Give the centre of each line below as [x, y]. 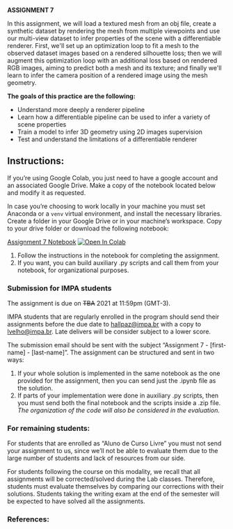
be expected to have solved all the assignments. [76, 501]
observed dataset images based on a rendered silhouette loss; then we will [115, 53]
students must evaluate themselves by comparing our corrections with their [115, 487]
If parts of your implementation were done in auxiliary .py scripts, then [118, 395]
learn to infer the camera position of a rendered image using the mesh [107, 75]
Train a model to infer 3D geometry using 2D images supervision [110, 132]
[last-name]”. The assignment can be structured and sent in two [123, 353]
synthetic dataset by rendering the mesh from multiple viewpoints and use [114, 31]
